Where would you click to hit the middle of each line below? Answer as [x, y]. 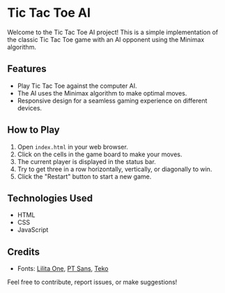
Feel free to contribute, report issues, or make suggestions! [92, 282]
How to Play [34, 130]
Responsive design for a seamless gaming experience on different [112, 100]
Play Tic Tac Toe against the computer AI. [77, 86]
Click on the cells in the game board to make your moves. [100, 154]
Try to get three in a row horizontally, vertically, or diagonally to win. [115, 169]
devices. [30, 108]
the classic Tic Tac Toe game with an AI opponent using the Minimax [106, 39]
